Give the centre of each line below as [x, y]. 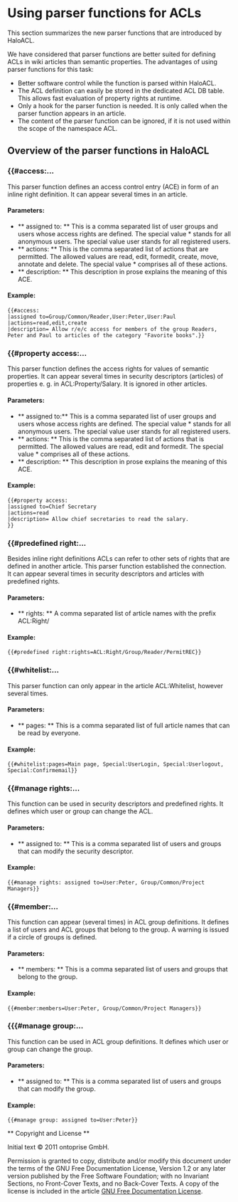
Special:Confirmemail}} [43, 771]
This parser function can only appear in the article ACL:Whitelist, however [115, 685]
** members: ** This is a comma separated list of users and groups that [123, 969]
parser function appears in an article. [72, 113]
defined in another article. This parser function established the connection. [117, 566]
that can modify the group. [56, 1089]
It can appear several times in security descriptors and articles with [106, 574]
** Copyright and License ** [49, 1134]
